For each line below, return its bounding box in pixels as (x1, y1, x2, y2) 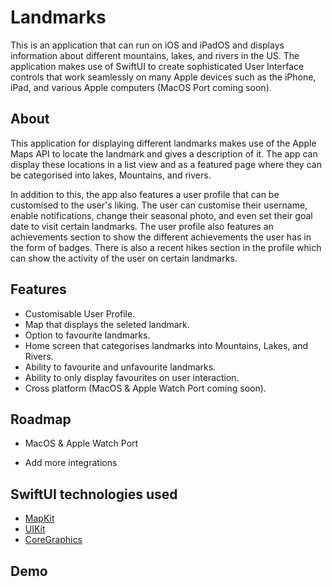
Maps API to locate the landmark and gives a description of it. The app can (10, 147, 318, 160)
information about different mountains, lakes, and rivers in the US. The (10, 49, 300, 61)
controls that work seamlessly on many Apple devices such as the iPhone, (10, 71, 317, 83)
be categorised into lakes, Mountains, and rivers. (10, 169, 212, 181)
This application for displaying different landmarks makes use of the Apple (10, 137, 317, 149)
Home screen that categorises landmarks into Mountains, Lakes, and (24, 339, 309, 351)
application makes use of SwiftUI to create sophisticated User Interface (10, 60, 305, 72)
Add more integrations (24, 457, 118, 469)
